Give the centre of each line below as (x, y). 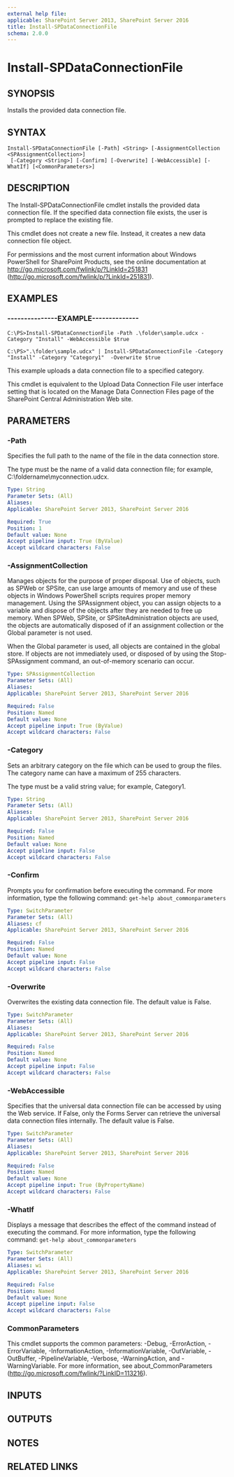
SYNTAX (27, 132)
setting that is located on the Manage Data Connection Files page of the (111, 391)
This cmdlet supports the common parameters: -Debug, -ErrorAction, (107, 1343)
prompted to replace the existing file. (60, 219)
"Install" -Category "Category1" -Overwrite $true (84, 357)
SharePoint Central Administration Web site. (70, 398)
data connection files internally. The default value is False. (91, 1121)
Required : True (29, 521)
